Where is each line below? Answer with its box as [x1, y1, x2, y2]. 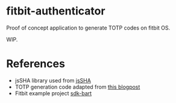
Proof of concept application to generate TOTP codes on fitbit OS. [6, 24, 171, 31]
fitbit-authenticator [6, 4, 105, 18]
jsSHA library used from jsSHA [14, 76, 92, 84]
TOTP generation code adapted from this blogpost [14, 83, 140, 90]
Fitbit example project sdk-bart [14, 89, 92, 97]
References [6, 57, 65, 70]
